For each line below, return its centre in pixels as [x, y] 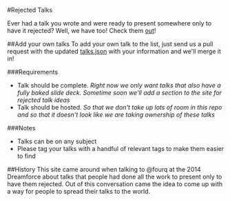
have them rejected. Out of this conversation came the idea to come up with [115, 184]
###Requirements [33, 72]
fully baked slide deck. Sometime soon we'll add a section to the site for [119, 93]
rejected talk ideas [43, 100]
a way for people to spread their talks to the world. [79, 191]
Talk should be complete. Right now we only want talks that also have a [119, 85]
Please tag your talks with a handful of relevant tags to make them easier [121, 149]
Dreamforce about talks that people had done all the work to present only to [115, 176]
